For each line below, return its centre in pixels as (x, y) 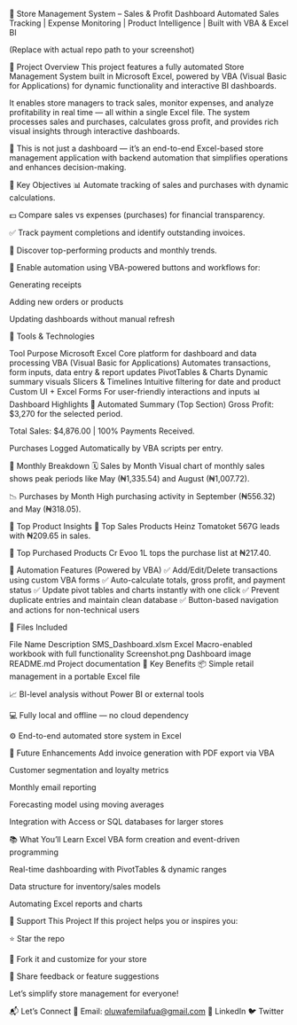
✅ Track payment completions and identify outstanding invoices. (127, 232)
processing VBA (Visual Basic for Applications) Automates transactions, (140, 363)
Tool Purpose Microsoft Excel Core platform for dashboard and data (133, 353)
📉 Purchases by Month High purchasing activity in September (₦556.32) (143, 496)
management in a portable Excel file (75, 677)
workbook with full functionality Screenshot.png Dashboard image (130, 653)
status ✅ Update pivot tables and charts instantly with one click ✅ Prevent (145, 590)
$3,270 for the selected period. (66, 414)
